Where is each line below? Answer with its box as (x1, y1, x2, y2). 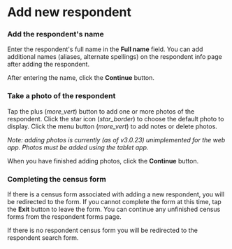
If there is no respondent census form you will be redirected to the (7, 226, 198, 235)
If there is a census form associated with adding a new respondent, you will (7, 190, 225, 198)
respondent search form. (7, 234, 79, 242)
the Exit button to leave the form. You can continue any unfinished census (7, 205, 221, 214)
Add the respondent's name (7, 29, 104, 39)
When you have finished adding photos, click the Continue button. (7, 156, 199, 165)
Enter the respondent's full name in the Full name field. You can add (7, 45, 203, 53)
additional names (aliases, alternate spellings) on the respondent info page (7, 53, 222, 61)
